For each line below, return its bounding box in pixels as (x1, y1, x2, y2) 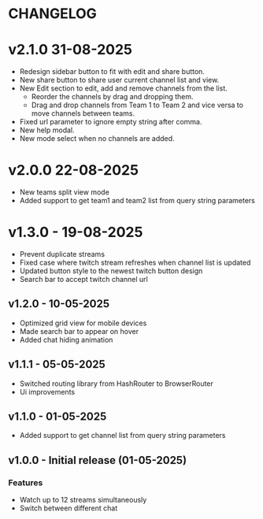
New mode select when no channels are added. (19, 134, 175, 143)
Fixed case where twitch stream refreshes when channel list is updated (19, 258, 251, 267)
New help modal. (19, 125, 75, 135)
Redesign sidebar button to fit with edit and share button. (19, 67, 205, 76)
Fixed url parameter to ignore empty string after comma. (19, 117, 202, 127)
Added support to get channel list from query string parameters (19, 431, 226, 440)
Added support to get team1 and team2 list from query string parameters (19, 196, 256, 206)
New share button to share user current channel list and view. (19, 76, 220, 85)
